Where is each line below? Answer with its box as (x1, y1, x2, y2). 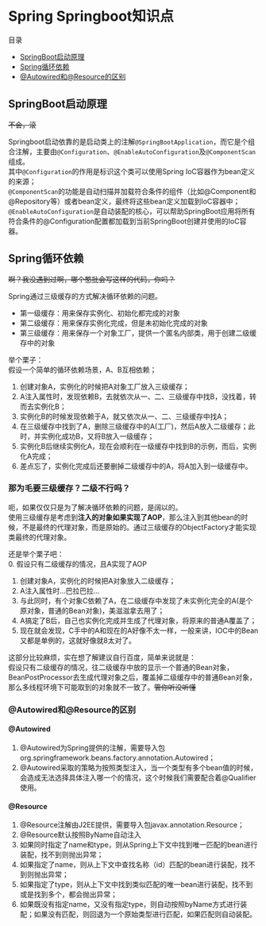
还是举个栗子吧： (8, 549, 64, 559)
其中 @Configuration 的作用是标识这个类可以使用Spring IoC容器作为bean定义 (8, 166, 256, 176)
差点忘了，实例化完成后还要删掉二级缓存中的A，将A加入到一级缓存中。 (19, 461, 253, 471)
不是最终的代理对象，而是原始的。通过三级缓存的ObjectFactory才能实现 (21, 522, 256, 532)
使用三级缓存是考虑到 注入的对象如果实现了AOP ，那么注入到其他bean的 (8, 512, 241, 521)
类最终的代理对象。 (8, 532, 71, 541)
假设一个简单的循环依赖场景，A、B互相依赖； (8, 365, 157, 374)
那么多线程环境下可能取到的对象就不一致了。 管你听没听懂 (8, 682, 196, 692)
